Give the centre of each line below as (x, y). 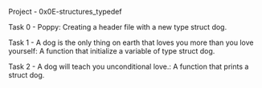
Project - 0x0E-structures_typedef (65, 12)
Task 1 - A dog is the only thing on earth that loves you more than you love (131, 42)
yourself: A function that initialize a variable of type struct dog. (112, 51)
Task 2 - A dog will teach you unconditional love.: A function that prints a (129, 66)
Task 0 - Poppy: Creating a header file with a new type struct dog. (118, 27)
